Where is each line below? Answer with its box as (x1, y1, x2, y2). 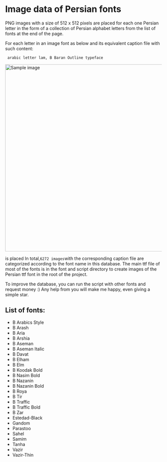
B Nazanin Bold (12, 383, 44, 389)
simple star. (5, 291, 29, 297)
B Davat (12, 351, 29, 357)
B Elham (12, 356, 30, 362)
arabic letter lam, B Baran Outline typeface (7, 55, 103, 60)
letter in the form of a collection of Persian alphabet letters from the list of (5, 25, 156, 31)
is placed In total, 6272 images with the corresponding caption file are (5, 255, 144, 261)
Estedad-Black (12, 415, 43, 421)
